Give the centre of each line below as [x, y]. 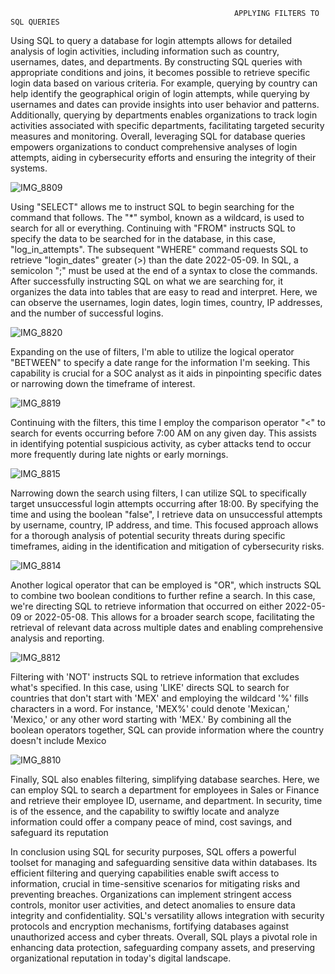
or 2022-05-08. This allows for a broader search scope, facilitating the [169, 617]
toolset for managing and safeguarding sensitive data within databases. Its [164, 862]
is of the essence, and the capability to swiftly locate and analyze [145, 811]
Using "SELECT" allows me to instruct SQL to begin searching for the [152, 207]
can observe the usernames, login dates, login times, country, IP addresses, [166, 302]
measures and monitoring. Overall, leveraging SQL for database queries [158, 136]
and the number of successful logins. [87, 313]
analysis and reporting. [57, 638]
